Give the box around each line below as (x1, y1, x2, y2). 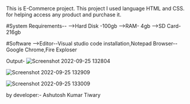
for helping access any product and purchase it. (6, 11, 122, 18)
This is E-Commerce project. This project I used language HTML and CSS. (6, 5, 185, 12)
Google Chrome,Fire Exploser (6, 46, 77, 53)
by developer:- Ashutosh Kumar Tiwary (6, 92, 101, 98)
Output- (6, 58, 25, 64)
